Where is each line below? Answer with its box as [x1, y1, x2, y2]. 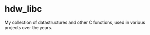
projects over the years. [4, 24, 52, 30]
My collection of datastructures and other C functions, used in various [4, 19, 146, 25]
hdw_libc [4, 3, 42, 15]
